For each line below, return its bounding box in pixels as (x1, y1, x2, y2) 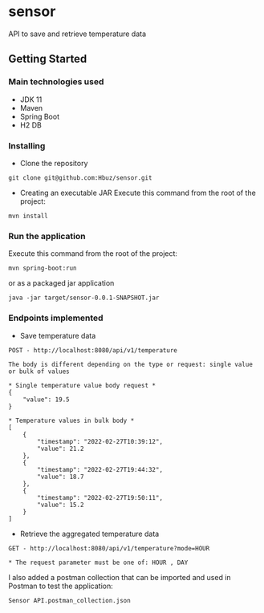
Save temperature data (19, 331, 96, 340)
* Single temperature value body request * (8, 381, 156, 389)
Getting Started (8, 52, 87, 66)
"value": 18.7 (37, 473, 84, 481)
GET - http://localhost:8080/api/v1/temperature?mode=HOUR (8, 544, 210, 552)
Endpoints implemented (8, 312, 104, 323)
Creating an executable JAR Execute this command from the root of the (19, 188, 257, 197)
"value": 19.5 (22, 396, 70, 404)
